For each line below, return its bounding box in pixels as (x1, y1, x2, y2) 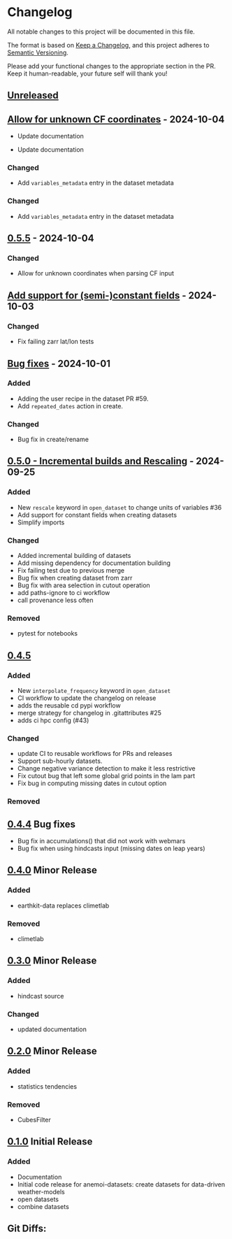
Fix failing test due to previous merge (17, 566, 125, 575)
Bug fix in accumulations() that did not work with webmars (17, 837, 186, 845)
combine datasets (17, 1202, 70, 1210)
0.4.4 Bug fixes (7, 818, 75, 830)
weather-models (17, 1187, 65, 1196)
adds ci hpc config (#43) (17, 716, 89, 724)
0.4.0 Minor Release (7, 864, 98, 876)
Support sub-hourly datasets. (17, 757, 103, 766)
